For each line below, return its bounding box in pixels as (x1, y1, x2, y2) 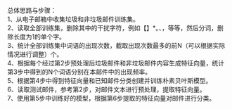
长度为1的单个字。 (13, 32, 65, 41)
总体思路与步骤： (7, 6, 57, 14)
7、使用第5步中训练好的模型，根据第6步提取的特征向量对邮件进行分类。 (7, 94, 216, 102)
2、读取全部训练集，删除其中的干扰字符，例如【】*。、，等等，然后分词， (7, 24, 218, 32)
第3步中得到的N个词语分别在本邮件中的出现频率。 (7, 68, 152, 76)
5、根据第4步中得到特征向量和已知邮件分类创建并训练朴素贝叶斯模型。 (7, 77, 212, 84)
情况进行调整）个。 (7, 50, 63, 58)
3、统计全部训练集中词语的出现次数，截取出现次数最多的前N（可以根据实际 (7, 41, 226, 49)
